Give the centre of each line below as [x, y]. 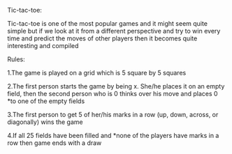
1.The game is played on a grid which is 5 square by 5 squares [97, 73]
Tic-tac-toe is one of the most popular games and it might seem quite [108, 23]
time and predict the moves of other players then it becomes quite [102, 38]
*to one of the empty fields [46, 101]
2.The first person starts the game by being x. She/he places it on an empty [116, 86]
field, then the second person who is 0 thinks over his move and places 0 [113, 94]
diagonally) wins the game [45, 122]
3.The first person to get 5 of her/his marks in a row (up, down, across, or [113, 115]
